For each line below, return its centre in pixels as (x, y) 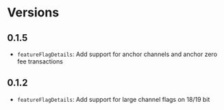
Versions (33, 13)
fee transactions (40, 61)
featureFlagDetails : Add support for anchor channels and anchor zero (117, 54)
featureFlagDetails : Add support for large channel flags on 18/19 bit (113, 99)
